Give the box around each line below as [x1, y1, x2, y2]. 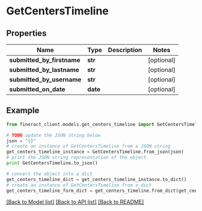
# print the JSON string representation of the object [6, 155, 147, 161]
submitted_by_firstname [9, 56, 81, 64]
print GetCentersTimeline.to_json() [6, 160, 98, 166]
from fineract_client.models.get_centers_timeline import [6, 121, 155, 127]
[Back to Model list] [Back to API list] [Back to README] [6, 198, 144, 206]
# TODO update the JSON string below [6, 132, 101, 138]
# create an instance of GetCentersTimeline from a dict [6, 182, 152, 188]
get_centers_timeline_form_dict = [6, 188, 93, 194]
